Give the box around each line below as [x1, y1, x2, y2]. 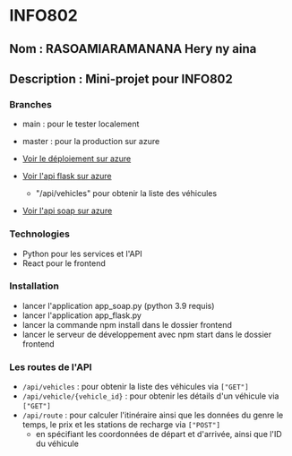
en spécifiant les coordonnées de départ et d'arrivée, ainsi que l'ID [35, 429, 282, 440]
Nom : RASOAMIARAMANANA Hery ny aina [9, 41, 257, 56]
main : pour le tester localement [21, 118, 140, 130]
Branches [9, 98, 52, 110]
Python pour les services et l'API [21, 248, 142, 259]
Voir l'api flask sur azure [21, 171, 112, 182]
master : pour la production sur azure [21, 136, 160, 147]
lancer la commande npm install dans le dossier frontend [21, 319, 233, 330]
